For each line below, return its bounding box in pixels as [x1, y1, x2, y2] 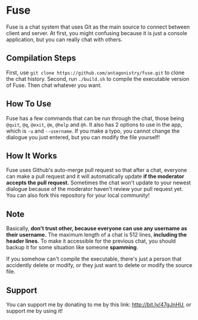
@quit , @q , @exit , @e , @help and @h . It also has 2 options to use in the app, [6, 121, 183, 128]
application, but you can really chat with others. [6, 36, 123, 43]
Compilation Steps [6, 53, 76, 63]
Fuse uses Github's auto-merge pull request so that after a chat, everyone [6, 167, 187, 174]
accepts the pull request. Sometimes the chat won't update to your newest [6, 179, 191, 186]
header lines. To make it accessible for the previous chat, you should [6, 237, 176, 244]
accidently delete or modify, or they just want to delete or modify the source [6, 262, 193, 269]
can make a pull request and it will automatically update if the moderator [6, 173, 184, 180]
